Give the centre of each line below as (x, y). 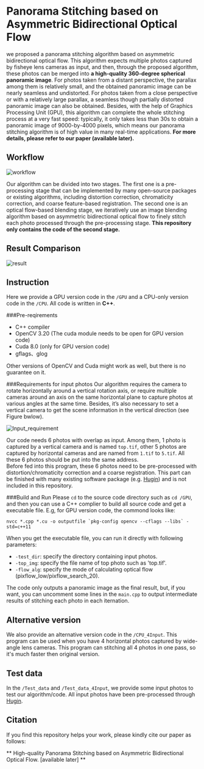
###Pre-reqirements (32, 315)
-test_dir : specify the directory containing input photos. (86, 557)
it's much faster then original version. (53, 654)
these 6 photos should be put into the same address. (72, 460)
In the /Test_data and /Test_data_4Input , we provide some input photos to (100, 688)
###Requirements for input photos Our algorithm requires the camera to (97, 384)
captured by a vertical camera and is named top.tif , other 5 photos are (97, 447)
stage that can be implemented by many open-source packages (116, 190)
